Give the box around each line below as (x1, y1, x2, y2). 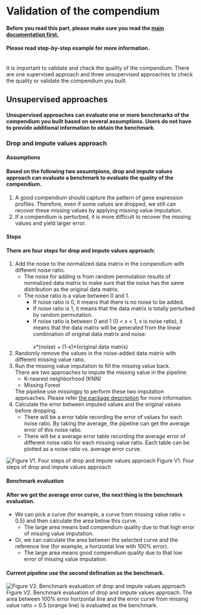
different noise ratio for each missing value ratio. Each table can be (23, 439, 190, 446)
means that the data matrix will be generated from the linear (32, 324, 181, 331)
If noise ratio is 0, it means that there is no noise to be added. (32, 299, 184, 306)
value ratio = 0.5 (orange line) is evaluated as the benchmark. (6, 602, 158, 609)
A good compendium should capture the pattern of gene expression (14, 194, 184, 201)
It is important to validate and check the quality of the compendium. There (6, 64, 190, 72)
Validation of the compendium (6, 4, 160, 18)
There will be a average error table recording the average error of (23, 433, 186, 440)
